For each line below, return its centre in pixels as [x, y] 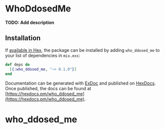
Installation [23, 38]
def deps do [17, 64]
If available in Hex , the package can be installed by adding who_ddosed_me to [82, 50]
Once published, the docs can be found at [48, 89]
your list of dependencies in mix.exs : [43, 55]
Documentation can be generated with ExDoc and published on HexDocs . [81, 83]
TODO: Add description [30, 22]
